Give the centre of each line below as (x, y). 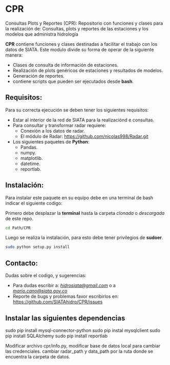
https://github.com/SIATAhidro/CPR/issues (58, 302)
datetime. (30, 163)
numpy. (28, 153)
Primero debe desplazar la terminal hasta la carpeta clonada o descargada (85, 213)
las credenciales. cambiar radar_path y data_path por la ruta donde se (79, 351)
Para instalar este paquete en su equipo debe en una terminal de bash (79, 197)
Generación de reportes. (39, 76)
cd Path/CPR (18, 228)
